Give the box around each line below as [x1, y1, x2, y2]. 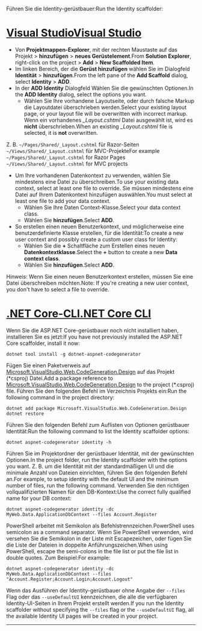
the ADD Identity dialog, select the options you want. [14, 90, 147, 98]
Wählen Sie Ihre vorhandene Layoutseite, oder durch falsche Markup [23, 97, 194, 104]
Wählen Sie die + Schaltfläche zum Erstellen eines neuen [23, 242, 165, 249]
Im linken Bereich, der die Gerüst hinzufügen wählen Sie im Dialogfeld [14, 65, 191, 72]
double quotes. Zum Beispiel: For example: [6, 554, 111, 561]
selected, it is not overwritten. [23, 129, 98, 136]
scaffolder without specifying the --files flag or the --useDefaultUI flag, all [6, 606, 194, 613]
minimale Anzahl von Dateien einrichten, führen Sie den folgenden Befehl [6, 469, 188, 476]
